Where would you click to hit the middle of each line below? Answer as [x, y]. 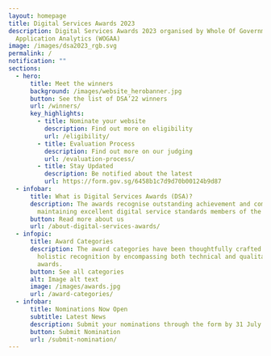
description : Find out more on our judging [119, 151]
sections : [25, 69]
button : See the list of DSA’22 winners [98, 99]
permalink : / [30, 53]
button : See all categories [77, 272]
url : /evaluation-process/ [90, 159]
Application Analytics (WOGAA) [68, 38]
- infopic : [34, 234]
